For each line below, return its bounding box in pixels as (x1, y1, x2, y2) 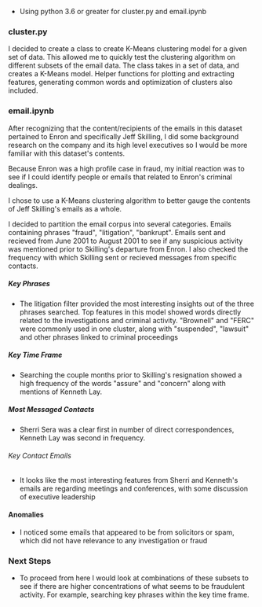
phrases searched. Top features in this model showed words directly (19, 307, 242, 317)
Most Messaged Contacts (8, 405, 95, 414)
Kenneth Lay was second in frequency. (19, 432, 146, 443)
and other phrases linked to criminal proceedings (19, 332, 179, 341)
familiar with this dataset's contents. (8, 149, 126, 158)
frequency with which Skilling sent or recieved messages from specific (8, 252, 237, 262)
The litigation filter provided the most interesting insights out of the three (19, 299, 255, 308)
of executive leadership (19, 491, 96, 502)
